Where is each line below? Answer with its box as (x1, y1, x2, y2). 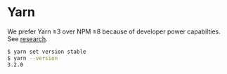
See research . (7, 34, 48, 43)
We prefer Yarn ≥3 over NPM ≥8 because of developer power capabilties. (7, 27, 221, 36)
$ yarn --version (7, 54, 58, 61)
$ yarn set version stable (7, 48, 86, 55)
